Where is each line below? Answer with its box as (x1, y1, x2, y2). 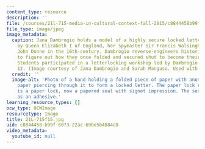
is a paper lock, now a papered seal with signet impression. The (17, 88, 190, 94)
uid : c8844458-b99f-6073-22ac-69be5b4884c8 (6, 122, 119, 128)
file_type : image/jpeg (6, 26, 64, 32)
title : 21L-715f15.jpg (6, 116, 64, 122)
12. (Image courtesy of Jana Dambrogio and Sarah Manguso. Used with (17, 65, 198, 72)
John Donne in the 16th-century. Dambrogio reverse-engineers (17, 49, 179, 55)
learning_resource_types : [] (6, 99, 81, 105)
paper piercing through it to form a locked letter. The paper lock (17, 83, 195, 89)
